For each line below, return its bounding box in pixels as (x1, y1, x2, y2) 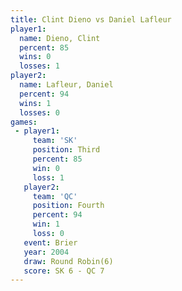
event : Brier (23, 237, 78, 248)
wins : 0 (19, 52, 52, 62)
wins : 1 (19, 98, 52, 108)
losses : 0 (19, 107, 60, 118)
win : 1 (32, 219, 60, 230)
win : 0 (32, 163, 60, 173)
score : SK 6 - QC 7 (23, 266, 105, 276)
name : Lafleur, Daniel (19, 80, 114, 90)
